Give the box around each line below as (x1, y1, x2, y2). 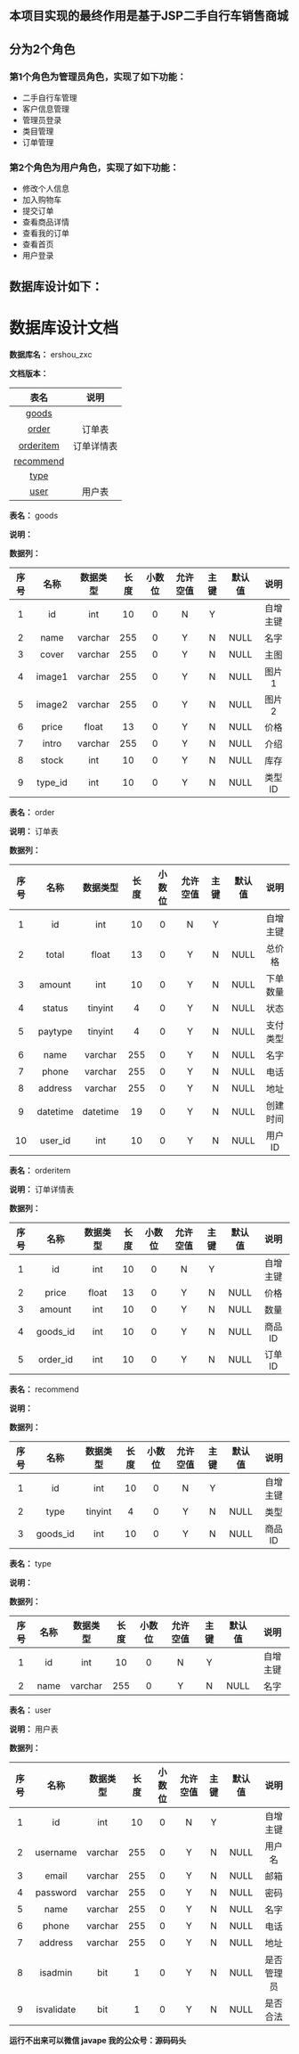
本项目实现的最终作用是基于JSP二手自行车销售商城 (9, 8, 289, 24)
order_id (38, 1353, 74, 1365)
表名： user (9, 1705, 52, 1715)
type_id (36, 776, 69, 789)
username (35, 1845, 77, 1858)
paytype (37, 1025, 73, 1037)
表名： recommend (9, 1384, 80, 1395)
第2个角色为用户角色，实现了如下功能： (9, 161, 180, 174)
